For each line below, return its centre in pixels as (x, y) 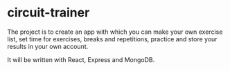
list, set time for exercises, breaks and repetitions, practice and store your (112, 39)
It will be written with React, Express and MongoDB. (81, 59)
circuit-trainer (48, 13)
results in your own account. (48, 46)
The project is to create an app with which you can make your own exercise (115, 32)
